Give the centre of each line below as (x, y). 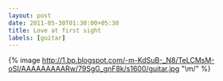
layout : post (30, 15)
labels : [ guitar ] (37, 38)
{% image (24, 60)
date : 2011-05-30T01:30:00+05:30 (64, 23)
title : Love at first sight (55, 30)
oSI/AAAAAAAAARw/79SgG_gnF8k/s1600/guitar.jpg (94, 69)
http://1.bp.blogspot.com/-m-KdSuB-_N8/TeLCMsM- (128, 60)
